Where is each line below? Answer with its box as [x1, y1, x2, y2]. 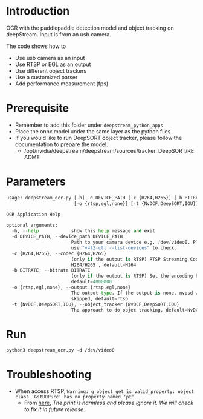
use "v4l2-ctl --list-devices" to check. [71, 244, 177, 251]
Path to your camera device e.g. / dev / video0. [71, 240, 190, 246]
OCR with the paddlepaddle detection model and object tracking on [6, 24, 174, 32]
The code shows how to [6, 42, 66, 50]
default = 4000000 [71, 279, 112, 285]
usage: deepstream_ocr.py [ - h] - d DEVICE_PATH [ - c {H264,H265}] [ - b [6, 195, 182, 201]
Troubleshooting [6, 367, 92, 381]
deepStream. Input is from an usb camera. [6, 30, 112, 38]
